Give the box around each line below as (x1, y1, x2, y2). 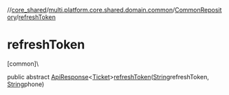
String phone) (7, 80, 45, 88)
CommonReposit (174, 6, 222, 14)
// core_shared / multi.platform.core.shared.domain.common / (7, 6, 175, 14)
